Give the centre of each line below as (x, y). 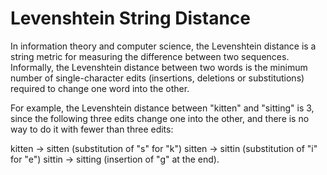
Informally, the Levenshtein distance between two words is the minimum (159, 67)
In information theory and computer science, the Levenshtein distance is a (163, 46)
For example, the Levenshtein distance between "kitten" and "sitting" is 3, (162, 108)
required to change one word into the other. (100, 88)
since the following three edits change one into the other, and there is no (160, 118)
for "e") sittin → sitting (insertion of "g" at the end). (115, 159)
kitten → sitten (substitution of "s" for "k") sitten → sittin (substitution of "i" (164, 148)
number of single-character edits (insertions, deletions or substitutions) (157, 78)
